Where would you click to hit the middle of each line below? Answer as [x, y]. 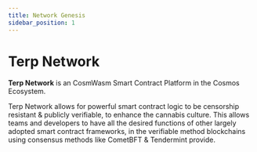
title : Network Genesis [47, 15]
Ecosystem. [27, 92]
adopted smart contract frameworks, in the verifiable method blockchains [127, 132]
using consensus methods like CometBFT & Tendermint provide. [112, 140]
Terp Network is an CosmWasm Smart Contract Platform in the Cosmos [124, 83]
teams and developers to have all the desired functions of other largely [122, 123]
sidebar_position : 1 [42, 23]
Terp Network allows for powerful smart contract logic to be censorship [124, 107]
